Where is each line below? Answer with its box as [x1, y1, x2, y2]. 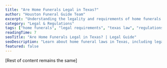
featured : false [5, 44, 39, 49]
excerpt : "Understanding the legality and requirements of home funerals [5, 16, 162, 21]
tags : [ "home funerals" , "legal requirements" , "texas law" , [5, 26, 135, 31]
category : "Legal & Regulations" [5, 21, 75, 26]
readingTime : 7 [5, 30, 37, 35]
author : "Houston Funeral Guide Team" [5, 12, 85, 17]
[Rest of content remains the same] [5, 57, 78, 63]
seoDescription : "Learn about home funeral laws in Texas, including [5, 39, 153, 44]
